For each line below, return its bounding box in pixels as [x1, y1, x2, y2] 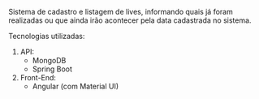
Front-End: [19, 73, 57, 82]
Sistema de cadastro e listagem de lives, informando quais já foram [8, 7, 233, 16]
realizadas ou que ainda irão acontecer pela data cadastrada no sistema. [8, 15, 252, 25]
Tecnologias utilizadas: [8, 32, 85, 41]
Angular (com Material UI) [32, 81, 119, 91]
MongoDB [32, 56, 67, 65]
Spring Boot [32, 64, 73, 74]
